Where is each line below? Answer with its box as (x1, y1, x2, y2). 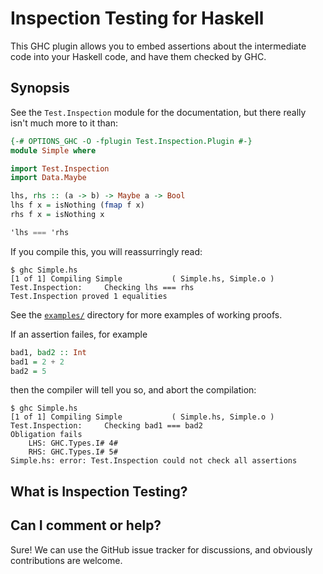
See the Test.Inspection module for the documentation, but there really (10, 106, 307, 118)
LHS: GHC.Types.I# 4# (28, 438, 118, 449)
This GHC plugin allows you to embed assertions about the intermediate (10, 40, 307, 52)
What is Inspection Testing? (10, 483, 188, 500)
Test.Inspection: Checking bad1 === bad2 (10, 421, 203, 431)
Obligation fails (10, 430, 83, 440)
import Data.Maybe (10, 173, 87, 183)
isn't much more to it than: (10, 117, 119, 129)
